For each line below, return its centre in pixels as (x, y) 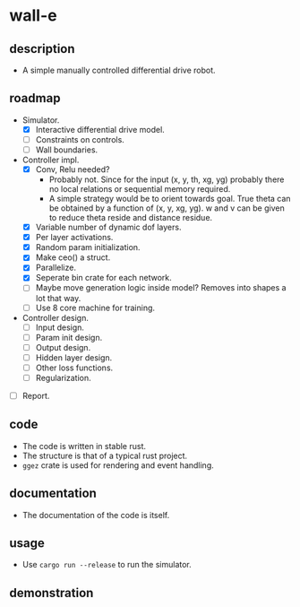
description (42, 49)
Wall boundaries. (67, 150)
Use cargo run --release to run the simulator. (107, 565)
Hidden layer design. (74, 357)
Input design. (60, 327)
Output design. (63, 347)
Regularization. (63, 377)
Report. (36, 395)
